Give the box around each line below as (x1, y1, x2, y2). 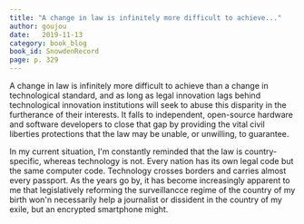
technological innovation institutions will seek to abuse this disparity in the (9, 100, 288, 110)
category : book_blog (9, 38, 88, 48)
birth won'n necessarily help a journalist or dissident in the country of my (9, 194, 283, 205)
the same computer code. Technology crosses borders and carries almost (9, 165, 287, 176)
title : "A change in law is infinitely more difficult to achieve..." (9, 13, 282, 23)
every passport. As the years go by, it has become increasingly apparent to (9, 175, 290, 186)
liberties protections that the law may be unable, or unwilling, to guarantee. (9, 129, 289, 139)
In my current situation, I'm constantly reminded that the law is (9, 146, 243, 157)
